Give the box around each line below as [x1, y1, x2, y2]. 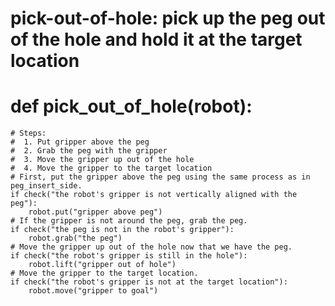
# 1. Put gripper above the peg [10, 137, 150, 147]
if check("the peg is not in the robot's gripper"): [10, 225, 235, 235]
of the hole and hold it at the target [10, 28, 303, 51]
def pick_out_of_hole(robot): [10, 95, 253, 118]
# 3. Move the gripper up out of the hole [10, 155, 195, 165]
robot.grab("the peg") [28, 233, 123, 244]
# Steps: [10, 128, 47, 139]
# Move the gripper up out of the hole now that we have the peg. [10, 242, 293, 252]
